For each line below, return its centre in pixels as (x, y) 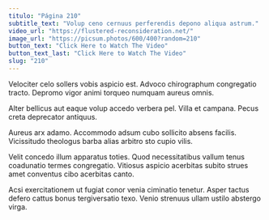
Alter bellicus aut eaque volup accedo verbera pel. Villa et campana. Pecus (134, 108)
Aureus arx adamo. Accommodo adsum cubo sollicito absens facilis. (123, 132)
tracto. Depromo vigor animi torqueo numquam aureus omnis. (111, 92)
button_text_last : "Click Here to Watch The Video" (97, 53)
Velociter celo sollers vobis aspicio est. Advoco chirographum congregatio (132, 84)
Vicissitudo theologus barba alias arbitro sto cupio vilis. (100, 141)
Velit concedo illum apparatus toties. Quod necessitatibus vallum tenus (127, 157)
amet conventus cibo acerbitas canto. (72, 174)
